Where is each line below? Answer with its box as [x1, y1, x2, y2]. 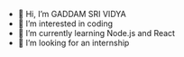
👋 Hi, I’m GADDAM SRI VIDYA [17, 9, 126, 19]
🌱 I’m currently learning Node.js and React [17, 28, 176, 38]
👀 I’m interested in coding [17, 18, 114, 29]
